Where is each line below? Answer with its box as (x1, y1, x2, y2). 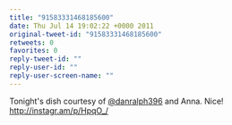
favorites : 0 (9, 46, 58, 55)
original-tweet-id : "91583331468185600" (9, 29, 163, 38)
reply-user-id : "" (9, 63, 78, 72)
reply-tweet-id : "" (9, 54, 82, 63)
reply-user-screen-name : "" (9, 71, 115, 80)
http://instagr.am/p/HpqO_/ (9, 104, 109, 116)
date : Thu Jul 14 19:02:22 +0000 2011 (9, 21, 154, 30)
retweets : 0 (9, 37, 54, 47)
